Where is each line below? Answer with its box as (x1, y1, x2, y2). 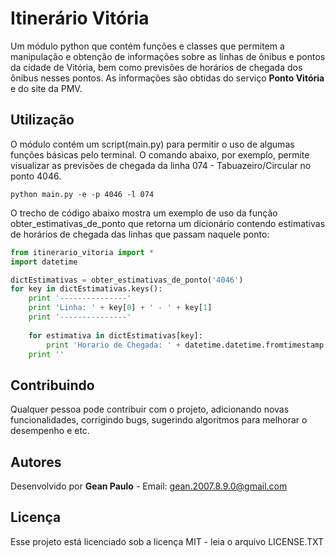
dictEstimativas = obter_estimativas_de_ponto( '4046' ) (10, 275, 244, 285)
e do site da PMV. (10, 82, 83, 94)
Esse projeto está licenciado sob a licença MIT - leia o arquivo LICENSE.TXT (10, 535, 325, 547)
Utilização (10, 112, 75, 129)
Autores (10, 453, 62, 471)
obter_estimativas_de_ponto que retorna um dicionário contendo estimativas (10, 217, 326, 229)
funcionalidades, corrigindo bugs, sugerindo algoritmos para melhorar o (10, 414, 308, 426)
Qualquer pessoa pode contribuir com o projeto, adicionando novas (10, 403, 290, 416)
